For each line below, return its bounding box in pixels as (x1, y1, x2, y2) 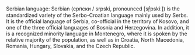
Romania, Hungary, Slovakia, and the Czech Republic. (6, 43, 135, 49)
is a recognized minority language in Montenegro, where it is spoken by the (6, 30, 188, 37)
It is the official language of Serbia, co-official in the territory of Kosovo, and (6, 18, 189, 25)
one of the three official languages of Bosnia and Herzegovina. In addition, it (6, 24, 189, 31)
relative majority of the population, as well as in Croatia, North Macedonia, (6, 36, 184, 43)
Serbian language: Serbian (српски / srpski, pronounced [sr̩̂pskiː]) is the (6, 5, 180, 12)
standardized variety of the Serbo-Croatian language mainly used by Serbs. (6, 12, 189, 19)
